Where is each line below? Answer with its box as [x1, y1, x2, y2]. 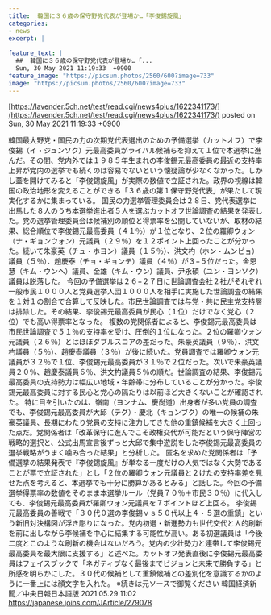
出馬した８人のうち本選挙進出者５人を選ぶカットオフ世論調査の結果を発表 [8, 206, 256, 215]
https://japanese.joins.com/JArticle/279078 [8, 597, 152, 607]
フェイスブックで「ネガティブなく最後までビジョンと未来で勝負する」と [22, 558, 262, 568]
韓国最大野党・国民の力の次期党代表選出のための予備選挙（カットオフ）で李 [8, 135, 263, 145]
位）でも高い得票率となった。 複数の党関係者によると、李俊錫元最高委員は [8, 316, 257, 326]
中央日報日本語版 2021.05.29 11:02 [22, 588, 137, 598]
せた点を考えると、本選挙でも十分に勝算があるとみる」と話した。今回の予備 [8, 477, 263, 488]
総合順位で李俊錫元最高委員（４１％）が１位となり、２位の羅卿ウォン [22, 226, 256, 235]
